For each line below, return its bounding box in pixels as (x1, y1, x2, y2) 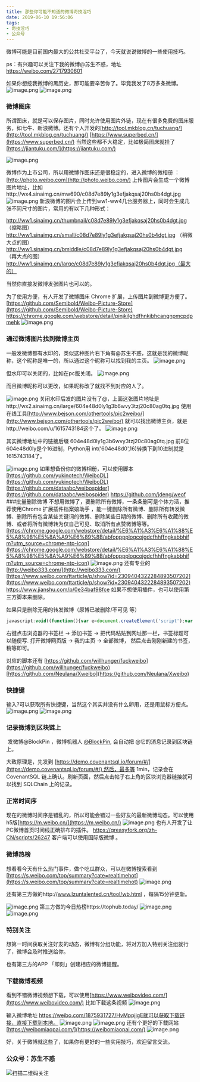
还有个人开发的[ (63, 125, 102, 132)
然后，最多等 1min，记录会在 (103, 766, 174, 773)
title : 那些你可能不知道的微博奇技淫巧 (6, 8, 92, 15)
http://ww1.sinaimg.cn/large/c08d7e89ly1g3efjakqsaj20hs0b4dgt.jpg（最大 (6, 260, 191, 267)
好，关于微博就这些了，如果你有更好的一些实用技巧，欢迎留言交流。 (6, 1038, 173, 1046)
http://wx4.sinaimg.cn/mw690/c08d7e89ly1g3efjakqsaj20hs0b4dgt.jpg (6, 190, 182, 197)
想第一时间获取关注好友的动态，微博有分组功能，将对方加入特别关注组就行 (6, 941, 189, 948)
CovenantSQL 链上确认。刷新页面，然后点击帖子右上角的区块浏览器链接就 (6, 773, 187, 780)
